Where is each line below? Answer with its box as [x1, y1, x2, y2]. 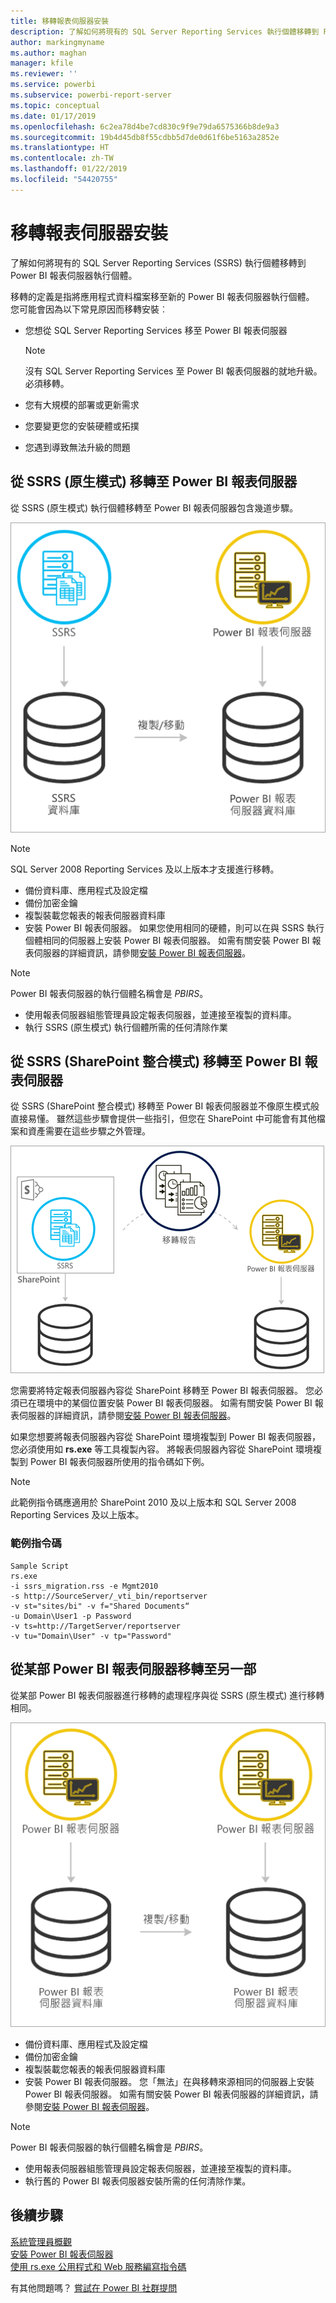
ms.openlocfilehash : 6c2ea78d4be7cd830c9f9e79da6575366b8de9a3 [10, 121, 280, 132]
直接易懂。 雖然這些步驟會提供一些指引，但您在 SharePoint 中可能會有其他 [10, 1113, 317, 1125]
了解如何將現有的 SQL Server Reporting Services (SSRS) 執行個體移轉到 [10, 256, 307, 269]
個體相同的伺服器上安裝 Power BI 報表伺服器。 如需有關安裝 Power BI [24, 934, 310, 946]
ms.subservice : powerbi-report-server [10, 90, 172, 100]
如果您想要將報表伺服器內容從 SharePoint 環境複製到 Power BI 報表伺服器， [10, 1431, 322, 1443]
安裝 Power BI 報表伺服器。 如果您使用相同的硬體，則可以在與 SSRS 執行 [24, 921, 325, 934]
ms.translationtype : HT [10, 143, 110, 153]
